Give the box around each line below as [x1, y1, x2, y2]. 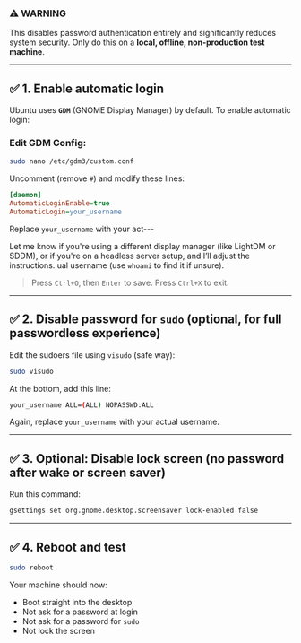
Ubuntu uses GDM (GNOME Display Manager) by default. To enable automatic [9, 105, 291, 116]
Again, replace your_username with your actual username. [9, 416, 219, 428]
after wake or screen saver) [9, 465, 166, 480]
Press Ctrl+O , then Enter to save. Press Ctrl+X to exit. [30, 277, 230, 288]
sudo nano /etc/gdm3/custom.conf [9, 157, 134, 166]
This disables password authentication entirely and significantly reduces [9, 28, 276, 39]
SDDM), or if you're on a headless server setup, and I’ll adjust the [9, 250, 251, 261]
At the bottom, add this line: [9, 383, 112, 394]
